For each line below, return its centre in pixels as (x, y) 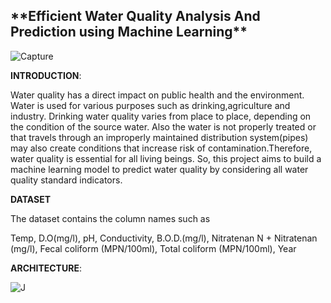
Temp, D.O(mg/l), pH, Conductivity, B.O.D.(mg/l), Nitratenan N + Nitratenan (164, 238)
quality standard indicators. (66, 180)
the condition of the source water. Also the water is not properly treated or (163, 126)
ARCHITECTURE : (46, 268)
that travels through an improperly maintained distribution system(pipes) (159, 137)
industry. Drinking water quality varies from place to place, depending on (161, 116)
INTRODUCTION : (46, 75)
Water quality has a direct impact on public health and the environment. (157, 95)
